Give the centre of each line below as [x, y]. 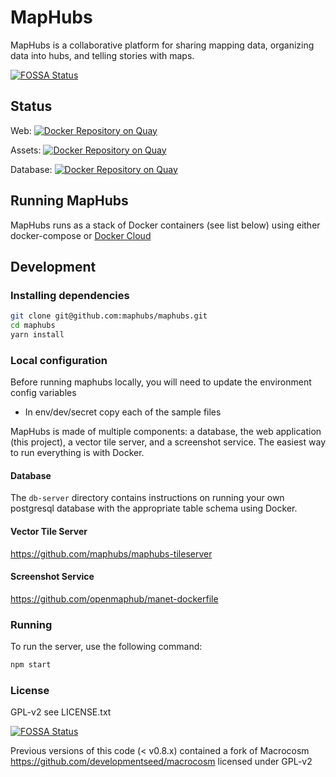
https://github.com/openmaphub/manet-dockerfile [114, 598]
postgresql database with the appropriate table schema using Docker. [154, 508]
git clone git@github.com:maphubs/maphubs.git [109, 316]
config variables [43, 393]
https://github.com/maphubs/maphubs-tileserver [111, 553]
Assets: [26, 150]
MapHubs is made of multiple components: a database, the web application [166, 432]
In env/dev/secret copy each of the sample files [123, 412]
